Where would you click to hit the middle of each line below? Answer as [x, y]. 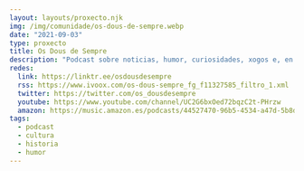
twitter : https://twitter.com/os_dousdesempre [107, 93]
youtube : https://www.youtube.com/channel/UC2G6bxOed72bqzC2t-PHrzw [149, 102]
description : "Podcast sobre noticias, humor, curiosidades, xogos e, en [152, 60]
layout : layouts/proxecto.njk [66, 18]
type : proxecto [38, 43]
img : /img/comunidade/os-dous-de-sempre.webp [96, 26]
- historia [38, 144]
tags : [19, 119]
